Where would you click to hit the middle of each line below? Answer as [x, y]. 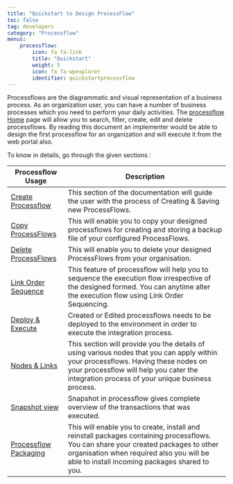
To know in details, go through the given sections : [79, 155]
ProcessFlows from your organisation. [130, 258]
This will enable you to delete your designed [140, 250]
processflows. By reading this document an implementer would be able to [113, 127]
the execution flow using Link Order [126, 296]
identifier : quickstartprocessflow [84, 78]
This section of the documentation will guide [140, 192]
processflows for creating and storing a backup [145, 230]
